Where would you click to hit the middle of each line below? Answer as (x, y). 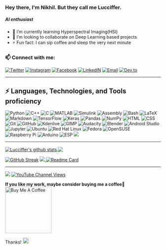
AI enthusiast (19, 19)
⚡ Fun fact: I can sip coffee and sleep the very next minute (72, 42)
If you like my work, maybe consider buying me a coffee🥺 (65, 184)
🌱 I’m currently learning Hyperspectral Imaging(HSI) (65, 32)
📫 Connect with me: (30, 57)
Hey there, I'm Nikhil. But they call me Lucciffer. (63, 7)
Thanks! (13, 242)
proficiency (23, 101)
